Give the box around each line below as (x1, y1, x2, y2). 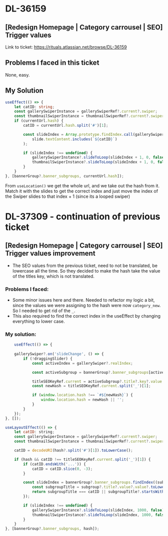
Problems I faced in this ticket (5, 59, 99, 67)
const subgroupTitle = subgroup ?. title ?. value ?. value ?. (31, 484, 151, 490)
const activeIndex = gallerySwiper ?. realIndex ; (31, 361, 133, 366)
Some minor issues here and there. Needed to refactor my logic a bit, (12, 297, 155, 303)
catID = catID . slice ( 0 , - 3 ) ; (31, 466, 93, 471)
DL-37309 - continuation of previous (5, 211, 160, 222)
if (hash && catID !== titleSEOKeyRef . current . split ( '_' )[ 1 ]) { (14, 457, 151, 462)
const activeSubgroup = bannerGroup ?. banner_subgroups (31, 370, 149, 375)
